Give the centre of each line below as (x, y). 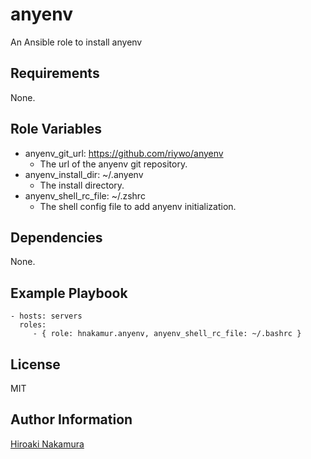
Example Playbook (69, 293)
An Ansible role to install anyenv (76, 42)
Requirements (55, 73)
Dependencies (56, 237)
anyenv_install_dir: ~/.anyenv (84, 174)
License (35, 364)
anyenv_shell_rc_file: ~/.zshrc (85, 195)
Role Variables (56, 129)
